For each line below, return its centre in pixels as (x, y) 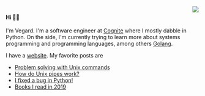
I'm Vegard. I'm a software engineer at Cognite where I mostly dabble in (96, 31)
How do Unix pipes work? (47, 74)
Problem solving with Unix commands (62, 67)
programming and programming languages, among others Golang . (89, 44)
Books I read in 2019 (40, 87)
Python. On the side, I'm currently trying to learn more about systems (93, 37)
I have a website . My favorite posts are (54, 56)
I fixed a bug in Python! (44, 80)
